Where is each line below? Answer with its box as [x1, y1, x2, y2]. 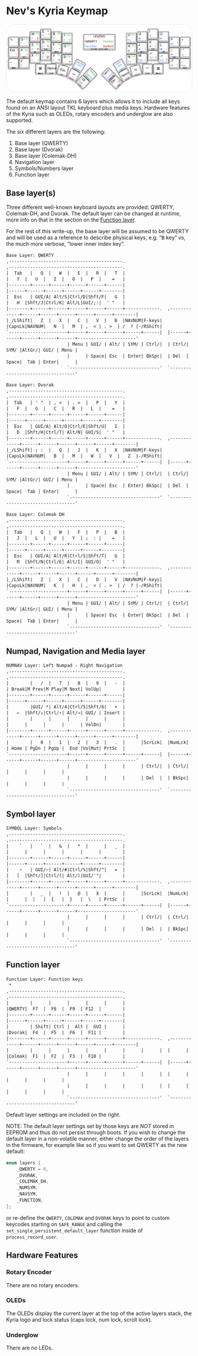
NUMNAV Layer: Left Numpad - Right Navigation [6, 663, 123, 669]
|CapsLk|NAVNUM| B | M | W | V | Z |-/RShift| [6, 453, 163, 460]
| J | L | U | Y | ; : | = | [6, 535, 126, 541]
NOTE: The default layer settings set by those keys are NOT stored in [6, 1122, 174, 1129]
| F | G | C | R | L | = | [6, 406, 126, 412]
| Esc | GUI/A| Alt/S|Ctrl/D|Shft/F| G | [6, 294, 126, 300]
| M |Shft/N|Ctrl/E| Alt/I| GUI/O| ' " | [6, 559, 126, 565]
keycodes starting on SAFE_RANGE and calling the [6, 1220, 123, 1228]
